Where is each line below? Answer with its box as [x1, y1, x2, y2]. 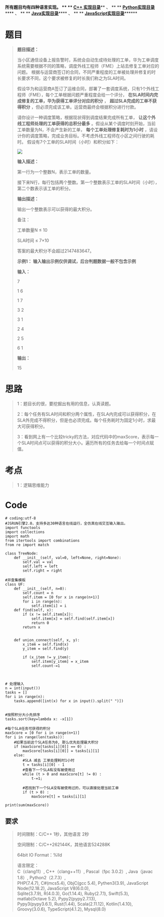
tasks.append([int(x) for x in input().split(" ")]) [14, 699, 124, 703]
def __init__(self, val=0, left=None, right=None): [14, 555, 121, 560]
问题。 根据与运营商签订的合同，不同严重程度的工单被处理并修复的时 [17, 69, 156, 75]
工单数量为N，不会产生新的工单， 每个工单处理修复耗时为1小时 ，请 [17, 126, 154, 132]
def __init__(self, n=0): [14, 586, 67, 591]
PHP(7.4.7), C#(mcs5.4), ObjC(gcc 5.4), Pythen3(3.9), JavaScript [17, 880, 148, 886]
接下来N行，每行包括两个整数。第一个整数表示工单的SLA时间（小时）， [17, 179, 160, 185]
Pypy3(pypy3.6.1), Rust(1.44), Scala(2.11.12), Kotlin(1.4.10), [17, 901, 133, 907]
